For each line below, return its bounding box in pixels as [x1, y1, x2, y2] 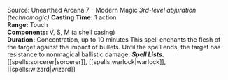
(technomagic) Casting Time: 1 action [7, 13, 117, 22]
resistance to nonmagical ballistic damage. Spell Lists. [7, 50, 164, 58]
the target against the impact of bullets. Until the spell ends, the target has [7, 43, 221, 51]
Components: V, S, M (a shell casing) [7, 28, 115, 36]
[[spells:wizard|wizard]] [7, 65, 76, 73]
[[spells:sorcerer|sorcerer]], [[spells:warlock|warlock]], [7, 58, 166, 65]
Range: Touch [7, 21, 48, 29]
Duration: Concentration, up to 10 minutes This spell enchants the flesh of [7, 35, 221, 44]
